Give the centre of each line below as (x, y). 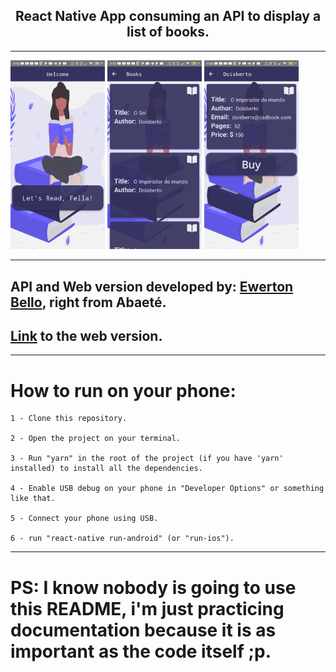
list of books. (168, 32)
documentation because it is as (143, 630)
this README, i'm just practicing (147, 608)
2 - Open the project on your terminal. (96, 439)
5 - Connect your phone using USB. (84, 519)
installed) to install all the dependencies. (106, 469)
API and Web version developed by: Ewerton (152, 286)
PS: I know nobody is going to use (153, 587)
